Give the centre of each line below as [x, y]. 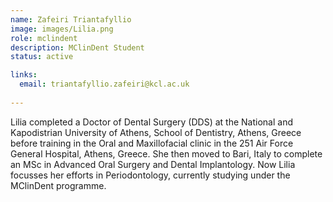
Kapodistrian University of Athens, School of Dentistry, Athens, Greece [156, 132]
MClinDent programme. [58, 185]
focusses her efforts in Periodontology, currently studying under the [150, 175]
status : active [42, 57]
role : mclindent [44, 38]
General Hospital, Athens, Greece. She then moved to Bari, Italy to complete [166, 153]
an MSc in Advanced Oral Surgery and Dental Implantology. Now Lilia [153, 164]
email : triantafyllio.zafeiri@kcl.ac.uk [104, 84]
